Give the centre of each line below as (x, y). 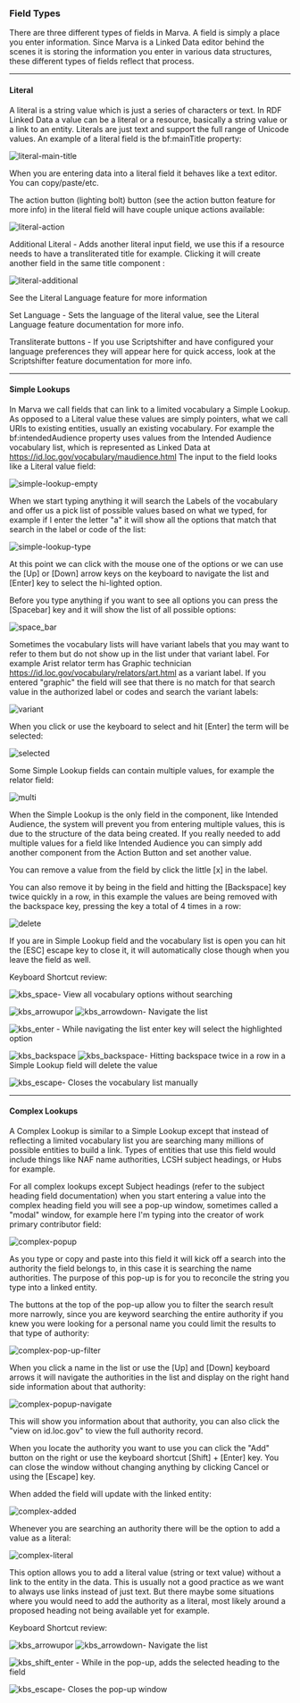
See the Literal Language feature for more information (108, 297)
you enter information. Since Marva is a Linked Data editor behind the (137, 42)
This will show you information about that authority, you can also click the (144, 1421)
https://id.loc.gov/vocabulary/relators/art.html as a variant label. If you (137, 672)
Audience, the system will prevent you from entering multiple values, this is (147, 823)
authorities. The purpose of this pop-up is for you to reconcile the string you (150, 1277)
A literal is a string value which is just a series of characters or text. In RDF (146, 110)
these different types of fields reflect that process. (102, 62)
